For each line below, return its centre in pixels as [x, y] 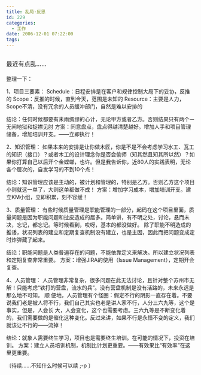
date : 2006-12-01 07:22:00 [40, 34]
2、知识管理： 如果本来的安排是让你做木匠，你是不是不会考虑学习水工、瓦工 [100, 147]
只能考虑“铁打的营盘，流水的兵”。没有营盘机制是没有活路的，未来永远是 [105, 288]
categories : [21, 23]
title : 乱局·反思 [26, 12]
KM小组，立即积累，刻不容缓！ [50, 197]
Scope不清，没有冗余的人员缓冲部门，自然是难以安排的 [74, 106]
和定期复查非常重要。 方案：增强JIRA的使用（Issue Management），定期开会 [100, 260]
